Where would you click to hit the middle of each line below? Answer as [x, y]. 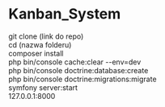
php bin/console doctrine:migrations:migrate [82, 79]
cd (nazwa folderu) [40, 44]
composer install [36, 53]
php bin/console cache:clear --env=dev [75, 62]
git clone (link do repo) [46, 36]
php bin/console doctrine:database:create [78, 70]
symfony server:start [43, 87]
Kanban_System [65, 14]
